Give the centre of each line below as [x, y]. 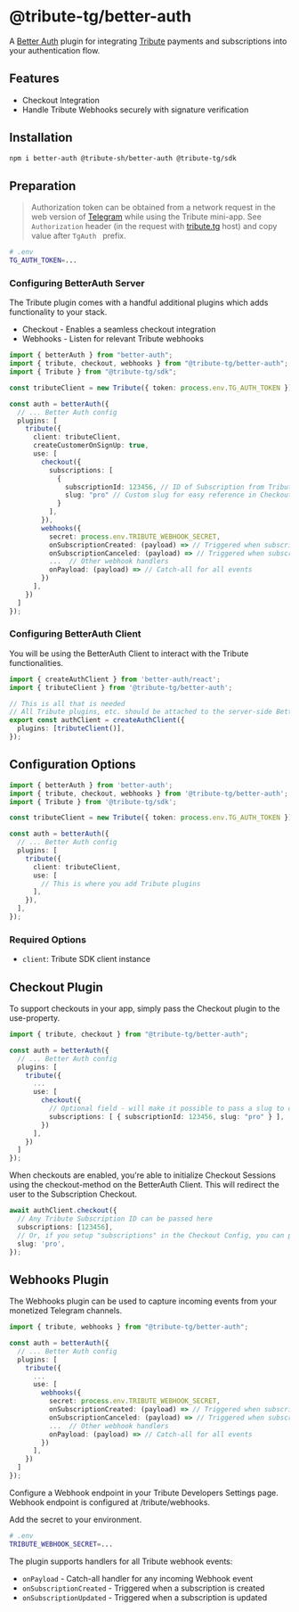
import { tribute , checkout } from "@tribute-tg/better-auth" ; [129, 1035]
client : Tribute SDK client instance [86, 959]
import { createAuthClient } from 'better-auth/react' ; [115, 679]
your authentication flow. [55, 50]
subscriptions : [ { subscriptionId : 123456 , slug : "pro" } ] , [166, 1116]
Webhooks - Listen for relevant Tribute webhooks [113, 339]
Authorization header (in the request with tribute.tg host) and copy [154, 226]
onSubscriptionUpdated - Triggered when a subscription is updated [145, 1597]
